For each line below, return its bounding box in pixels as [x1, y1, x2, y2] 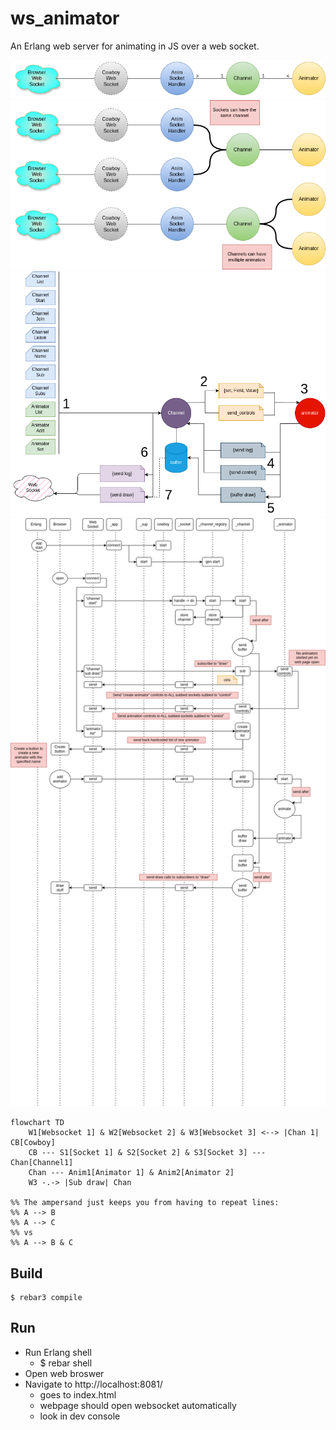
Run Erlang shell [24, 1346, 92, 1358]
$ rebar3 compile [10, 1293, 83, 1303]
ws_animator [10, 7, 120, 30]
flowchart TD [10, 1118, 65, 1128]
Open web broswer [24, 1367, 105, 1379]
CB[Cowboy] [10, 1138, 56, 1148]
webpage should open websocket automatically [39, 1399, 237, 1411]
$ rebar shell [39, 1357, 93, 1369]
